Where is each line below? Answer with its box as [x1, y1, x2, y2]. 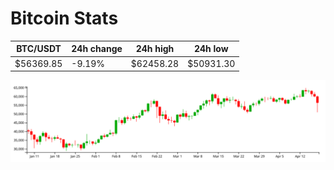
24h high [135, 43, 175, 55]
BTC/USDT [16, 43, 62, 55]
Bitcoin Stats [10, 7, 119, 30]
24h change [71, 43, 123, 55]
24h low [193, 43, 229, 55]
